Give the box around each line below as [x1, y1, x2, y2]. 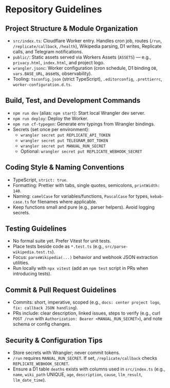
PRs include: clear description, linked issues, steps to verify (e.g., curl [12, 310, 161, 317]
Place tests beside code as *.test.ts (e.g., [12, 243, 104, 250]
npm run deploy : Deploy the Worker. [12, 115, 89, 121]
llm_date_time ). [12, 377, 46, 383]
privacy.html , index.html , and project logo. [12, 60, 105, 65]
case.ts [12, 199, 29, 205]
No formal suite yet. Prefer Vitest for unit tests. [12, 238, 111, 244]
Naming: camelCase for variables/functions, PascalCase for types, [12, 193, 149, 199]
